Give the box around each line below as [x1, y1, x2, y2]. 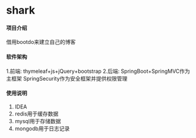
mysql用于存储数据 [14, 117, 61, 124]
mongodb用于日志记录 [14, 125, 70, 132]
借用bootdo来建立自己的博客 [6, 38, 76, 46]
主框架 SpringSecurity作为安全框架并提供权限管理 [6, 75, 128, 82]
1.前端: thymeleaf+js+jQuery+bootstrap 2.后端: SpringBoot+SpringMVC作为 [6, 68, 190, 75]
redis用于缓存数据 [14, 110, 59, 117]
